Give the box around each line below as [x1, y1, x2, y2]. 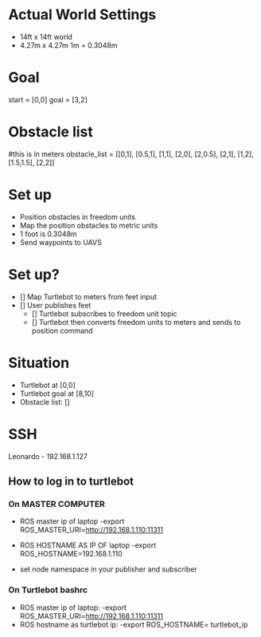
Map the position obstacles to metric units [19, 220, 158, 230]
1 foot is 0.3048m [19, 229, 77, 239]
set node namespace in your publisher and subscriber [19, 564, 197, 574]
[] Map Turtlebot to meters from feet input [19, 291, 158, 301]
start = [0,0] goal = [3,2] [8, 94, 88, 105]
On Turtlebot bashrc [8, 584, 88, 595]
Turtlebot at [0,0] [19, 380, 76, 390]
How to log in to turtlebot [8, 474, 134, 488]
